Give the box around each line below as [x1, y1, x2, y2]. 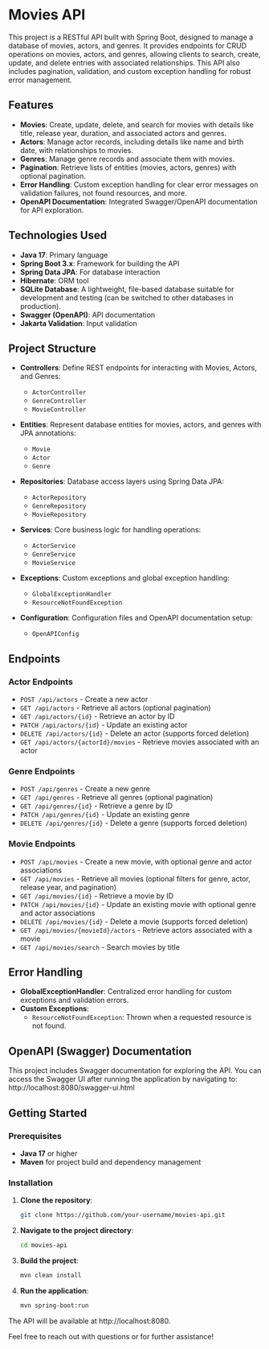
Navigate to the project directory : [19, 1226, 134, 1236]
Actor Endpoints [8, 676, 74, 687]
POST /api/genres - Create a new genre [19, 784, 151, 794]
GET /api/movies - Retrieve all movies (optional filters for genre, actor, [19, 873, 251, 883]
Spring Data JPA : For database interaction [19, 267, 161, 277]
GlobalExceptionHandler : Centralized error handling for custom [19, 987, 232, 996]
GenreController [31, 397, 87, 406]
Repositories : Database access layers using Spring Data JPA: [19, 476, 225, 486]
